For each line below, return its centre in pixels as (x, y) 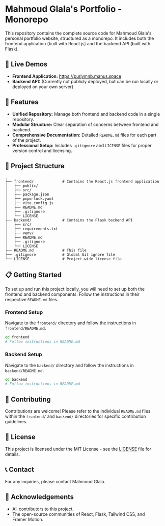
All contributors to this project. (43, 509)
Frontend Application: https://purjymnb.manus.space (67, 76)
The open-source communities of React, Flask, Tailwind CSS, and (79, 514)
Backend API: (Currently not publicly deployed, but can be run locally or (85, 81)
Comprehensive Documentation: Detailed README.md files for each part (84, 135)
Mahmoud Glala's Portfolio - (64, 9)
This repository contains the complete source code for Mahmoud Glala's (78, 33)
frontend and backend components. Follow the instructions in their (72, 294)
